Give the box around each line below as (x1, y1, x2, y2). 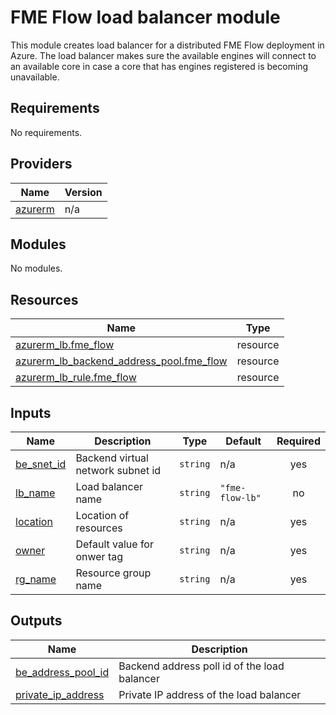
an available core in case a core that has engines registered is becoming (10, 60, 309, 72)
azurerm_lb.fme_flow (15, 338, 115, 352)
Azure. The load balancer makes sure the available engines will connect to (10, 49, 317, 61)
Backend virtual (75, 451, 149, 465)
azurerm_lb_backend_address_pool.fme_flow (15, 354, 228, 368)
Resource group (75, 566, 152, 580)
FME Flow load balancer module (10, 6, 281, 29)
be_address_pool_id (15, 665, 110, 679)
